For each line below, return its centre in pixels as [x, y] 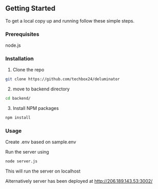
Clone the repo [28, 70]
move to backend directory [41, 89]
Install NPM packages [36, 108]
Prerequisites [22, 34]
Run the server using [27, 152]
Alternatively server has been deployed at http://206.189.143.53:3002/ [79, 181]
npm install [18, 118]
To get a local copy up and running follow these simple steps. [70, 21]
